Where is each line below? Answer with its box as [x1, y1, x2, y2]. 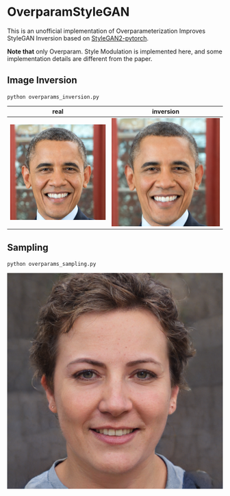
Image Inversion [7, 75, 77, 86]
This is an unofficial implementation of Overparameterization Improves [7, 27, 206, 35]
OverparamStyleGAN [7, 4, 130, 20]
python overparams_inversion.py [7, 93, 99, 100]
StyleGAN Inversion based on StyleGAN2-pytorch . [7, 34, 149, 42]
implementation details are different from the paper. [7, 54, 153, 62]
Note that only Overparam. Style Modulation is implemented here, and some [7, 47, 222, 55]
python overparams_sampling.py [7, 260, 97, 267]
